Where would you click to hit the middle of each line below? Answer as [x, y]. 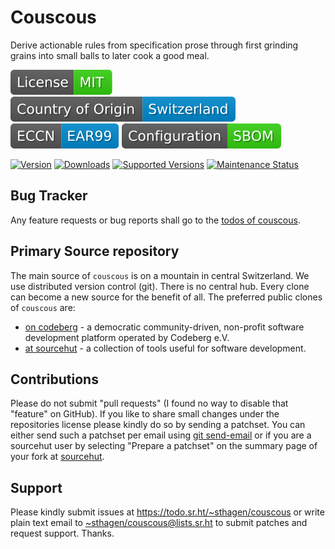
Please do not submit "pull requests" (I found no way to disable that [149, 403]
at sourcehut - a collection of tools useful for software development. [165, 348]
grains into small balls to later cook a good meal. [110, 55]
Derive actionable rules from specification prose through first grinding [154, 45]
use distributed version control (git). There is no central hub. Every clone [160, 286]
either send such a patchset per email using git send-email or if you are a [161, 435]
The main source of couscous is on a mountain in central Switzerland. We [160, 275]
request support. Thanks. [62, 533]
